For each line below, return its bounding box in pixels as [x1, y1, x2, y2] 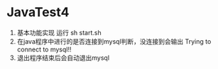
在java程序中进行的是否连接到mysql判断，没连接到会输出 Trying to [16, 37, 212, 46]
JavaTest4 [6, 4, 70, 20]
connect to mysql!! [16, 45, 72, 54]
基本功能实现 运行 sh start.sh [16, 28, 102, 37]
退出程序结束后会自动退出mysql [16, 54, 110, 62]
